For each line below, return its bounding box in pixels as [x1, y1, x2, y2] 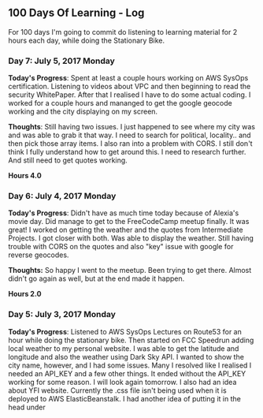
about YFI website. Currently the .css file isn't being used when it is [8, 386, 227, 395]
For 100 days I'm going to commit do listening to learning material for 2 [8, 27, 238, 36]
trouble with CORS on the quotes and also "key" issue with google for [8, 242, 234, 252]
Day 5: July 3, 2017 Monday [8, 309, 117, 320]
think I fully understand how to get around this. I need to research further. [8, 147, 246, 157]
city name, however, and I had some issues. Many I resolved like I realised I [8, 360, 252, 370]
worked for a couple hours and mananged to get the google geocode [8, 99, 232, 108]
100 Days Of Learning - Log [8, 6, 145, 20]
